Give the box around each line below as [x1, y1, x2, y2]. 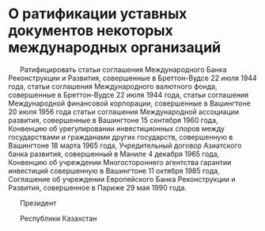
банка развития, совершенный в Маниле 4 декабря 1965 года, [8, 148, 220, 159]
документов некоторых [8, 21, 174, 40]
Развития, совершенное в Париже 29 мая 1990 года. [8, 183, 187, 192]
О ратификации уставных [8, 5, 187, 23]
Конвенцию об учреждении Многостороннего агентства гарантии [8, 157, 232, 167]
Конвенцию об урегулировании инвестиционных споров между [8, 124, 225, 133]
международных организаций [8, 39, 221, 56]
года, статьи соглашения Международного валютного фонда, [8, 81, 218, 91]
